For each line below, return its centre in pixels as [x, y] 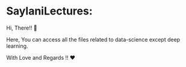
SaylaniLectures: [50, 11]
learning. [17, 46]
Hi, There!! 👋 [22, 28]
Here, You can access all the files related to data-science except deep [93, 39]
